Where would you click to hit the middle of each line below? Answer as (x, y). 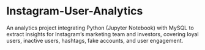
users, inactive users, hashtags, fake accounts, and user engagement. (95, 40)
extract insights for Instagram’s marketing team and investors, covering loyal (102, 34)
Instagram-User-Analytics (75, 11)
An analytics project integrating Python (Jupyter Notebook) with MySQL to (100, 28)
